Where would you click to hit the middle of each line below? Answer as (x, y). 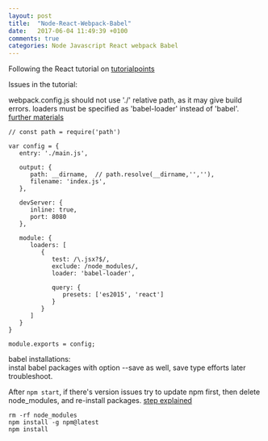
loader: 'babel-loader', (93, 274)
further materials (36, 117)
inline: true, (54, 210)
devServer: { (41, 203)
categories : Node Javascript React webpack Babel (94, 46)
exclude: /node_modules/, (95, 267)
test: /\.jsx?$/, (81, 259)
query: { (66, 288)
